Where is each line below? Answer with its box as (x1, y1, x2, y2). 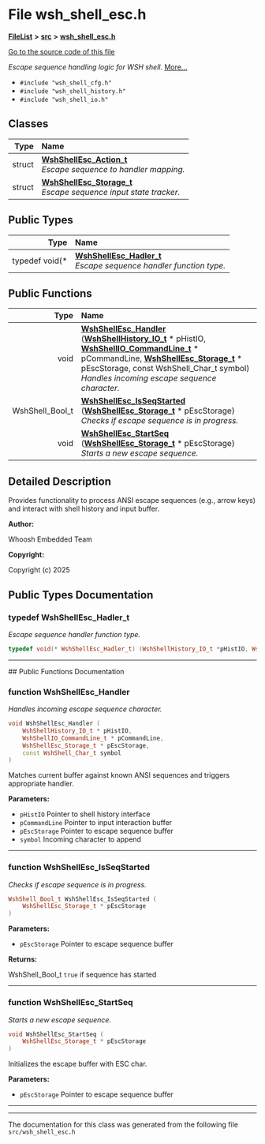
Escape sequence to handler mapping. (41, 163, 185, 174)
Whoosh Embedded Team (8, 534, 93, 544)
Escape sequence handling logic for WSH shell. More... (8, 62, 188, 72)
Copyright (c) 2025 (8, 565, 71, 575)
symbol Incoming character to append (19, 835, 142, 844)
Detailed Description (8, 474, 112, 488)
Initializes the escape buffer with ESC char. (8, 1060, 147, 1069)
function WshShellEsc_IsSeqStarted (8, 862, 151, 873)
